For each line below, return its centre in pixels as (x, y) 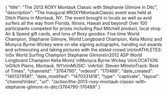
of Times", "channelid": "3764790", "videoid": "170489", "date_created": (79, 71)
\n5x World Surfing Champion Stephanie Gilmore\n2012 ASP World (74, 55)
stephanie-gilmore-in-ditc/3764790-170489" (51, 87)
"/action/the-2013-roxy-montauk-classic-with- (99, 81)
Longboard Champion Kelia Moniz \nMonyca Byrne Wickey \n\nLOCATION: (82, 60)
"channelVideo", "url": (28, 81)
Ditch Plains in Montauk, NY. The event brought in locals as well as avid (79, 18)
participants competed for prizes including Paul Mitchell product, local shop (83, 28)
